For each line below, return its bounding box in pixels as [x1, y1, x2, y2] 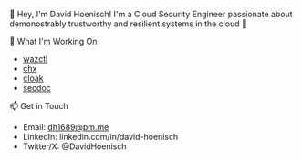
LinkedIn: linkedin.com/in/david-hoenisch [22, 132, 179, 142]
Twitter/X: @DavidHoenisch [22, 141, 127, 152]
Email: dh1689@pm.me [22, 122, 109, 132]
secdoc [22, 83, 52, 93]
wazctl [22, 54, 48, 64]
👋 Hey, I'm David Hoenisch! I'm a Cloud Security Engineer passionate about [9, 9, 294, 19]
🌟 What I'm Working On [9, 36, 98, 46]
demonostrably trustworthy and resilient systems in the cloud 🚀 [9, 18, 248, 29]
